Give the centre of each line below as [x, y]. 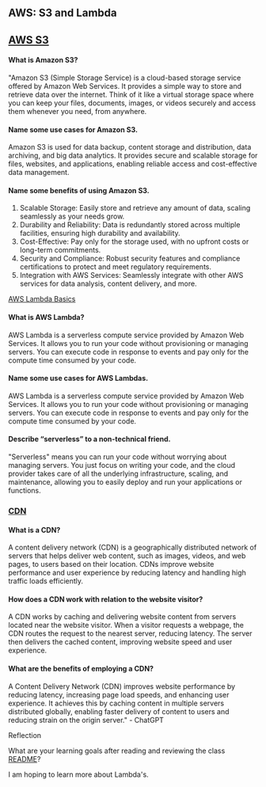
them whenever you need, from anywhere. [78, 111]
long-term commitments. [60, 250]
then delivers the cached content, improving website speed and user [120, 642]
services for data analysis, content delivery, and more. [108, 283]
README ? [25, 758]
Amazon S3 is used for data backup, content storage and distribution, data [130, 147]
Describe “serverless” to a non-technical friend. [89, 439]
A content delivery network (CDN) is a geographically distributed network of [133, 547]
